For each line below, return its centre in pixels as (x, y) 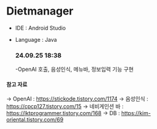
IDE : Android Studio (40, 28)
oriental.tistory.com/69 (35, 120)
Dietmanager (40, 11)
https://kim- (136, 113)
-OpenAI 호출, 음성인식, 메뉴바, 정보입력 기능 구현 (74, 69)
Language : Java (36, 39)
